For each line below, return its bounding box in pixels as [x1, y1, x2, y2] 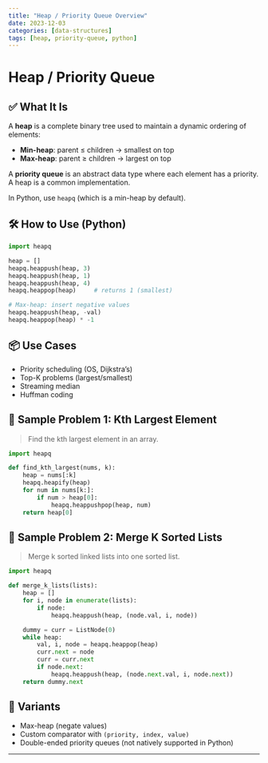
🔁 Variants [8, 700, 61, 713]
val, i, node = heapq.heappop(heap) [37, 641, 159, 649]
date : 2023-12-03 [8, 19, 66, 27]
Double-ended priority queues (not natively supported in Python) [19, 738, 234, 748]
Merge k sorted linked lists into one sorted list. [27, 552, 180, 562]
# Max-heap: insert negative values [8, 301, 130, 309]
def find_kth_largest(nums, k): [8, 464, 116, 472]
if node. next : [37, 663, 84, 671]
